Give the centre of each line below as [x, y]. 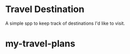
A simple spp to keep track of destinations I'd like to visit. [65, 23]
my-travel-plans [40, 44]
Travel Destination [45, 9]
